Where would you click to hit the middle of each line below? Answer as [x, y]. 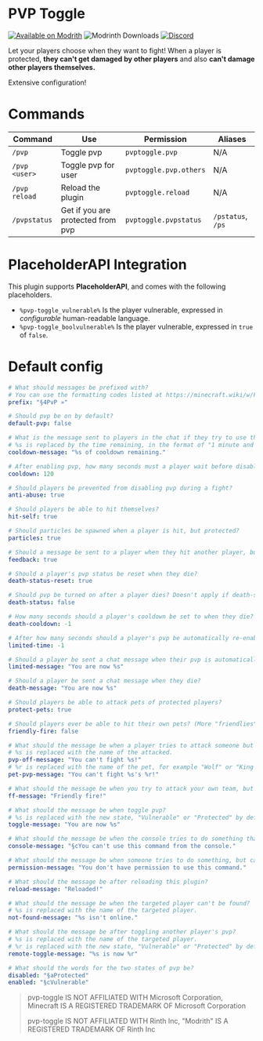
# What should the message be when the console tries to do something [126, 839]
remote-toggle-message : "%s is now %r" [73, 954]
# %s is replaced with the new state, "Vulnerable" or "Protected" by [126, 817]
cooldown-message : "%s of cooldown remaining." [87, 452]
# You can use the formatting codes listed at [85, 395]
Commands [47, 114]
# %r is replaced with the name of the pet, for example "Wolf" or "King [131, 767]
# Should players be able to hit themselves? [83, 510]
